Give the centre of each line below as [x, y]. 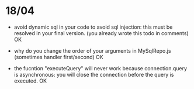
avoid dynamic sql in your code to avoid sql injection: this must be [93, 27]
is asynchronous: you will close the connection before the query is [94, 74]
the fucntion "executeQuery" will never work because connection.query [101, 68]
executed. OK [30, 81]
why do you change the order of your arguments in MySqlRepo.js [92, 50]
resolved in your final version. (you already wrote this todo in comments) [101, 33]
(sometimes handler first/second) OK [58, 57]
